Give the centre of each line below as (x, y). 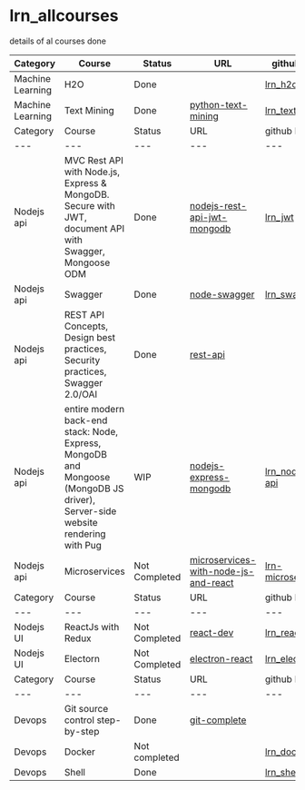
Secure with (89, 205)
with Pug (83, 545)
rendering (85, 534)
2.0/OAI (81, 394)
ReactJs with (92, 627)
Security (82, 360)
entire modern (94, 409)
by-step (82, 731)
